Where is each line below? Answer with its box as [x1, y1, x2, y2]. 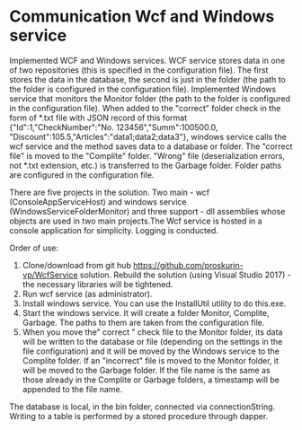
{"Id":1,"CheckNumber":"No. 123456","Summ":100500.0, [9, 121, 218, 132]
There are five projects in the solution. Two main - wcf [9, 187, 210, 197]
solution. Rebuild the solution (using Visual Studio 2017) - [79, 269, 292, 280]
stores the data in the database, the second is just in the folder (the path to [9, 74, 286, 84]
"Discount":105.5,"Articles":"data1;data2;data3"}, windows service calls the [9, 131, 288, 142]
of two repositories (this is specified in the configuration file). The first [9, 65, 269, 75]
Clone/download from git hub [22, 259, 132, 270]
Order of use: [9, 242, 59, 253]
